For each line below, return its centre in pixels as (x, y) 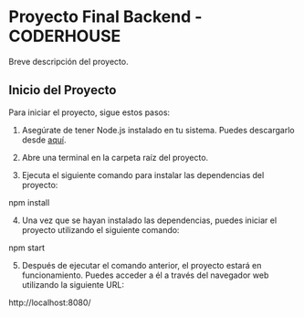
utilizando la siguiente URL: (73, 284)
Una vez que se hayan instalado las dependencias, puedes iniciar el (149, 220)
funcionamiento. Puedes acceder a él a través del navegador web (145, 275)
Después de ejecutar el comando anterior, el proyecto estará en (142, 265)
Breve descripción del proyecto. (68, 61)
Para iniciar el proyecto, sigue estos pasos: (89, 112)
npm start (27, 248)
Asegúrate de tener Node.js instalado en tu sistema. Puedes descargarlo (158, 130)
